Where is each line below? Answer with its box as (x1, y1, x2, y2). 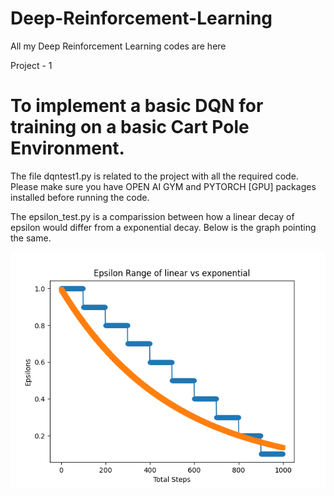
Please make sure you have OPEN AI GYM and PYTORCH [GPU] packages (10, 180, 317, 192)
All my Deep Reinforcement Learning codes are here (10, 40, 227, 52)
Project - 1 (10, 59, 53, 71)
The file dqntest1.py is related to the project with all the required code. (10, 170, 299, 182)
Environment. (10, 137, 125, 160)
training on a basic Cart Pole (10, 116, 250, 139)
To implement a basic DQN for (10, 95, 264, 117)
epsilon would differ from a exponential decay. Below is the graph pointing (10, 221, 317, 233)
